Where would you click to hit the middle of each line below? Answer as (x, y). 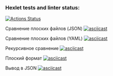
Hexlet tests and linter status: (43, 8)
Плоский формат (24, 58)
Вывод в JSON (21, 68)
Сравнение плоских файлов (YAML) (44, 39)
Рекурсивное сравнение (32, 48)
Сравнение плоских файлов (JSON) (44, 29)
